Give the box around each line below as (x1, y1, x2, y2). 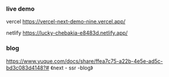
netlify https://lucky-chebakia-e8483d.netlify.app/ (6, 29, 128, 36)
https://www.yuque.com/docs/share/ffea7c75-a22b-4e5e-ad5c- (6, 58, 163, 65)
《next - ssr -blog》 (50, 64, 93, 71)
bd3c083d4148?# (6, 64, 49, 71)
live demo (6, 5, 35, 13)
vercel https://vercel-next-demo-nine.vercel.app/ (6, 18, 125, 25)
